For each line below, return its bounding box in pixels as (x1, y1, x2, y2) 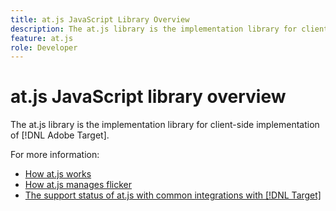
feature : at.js (10, 33, 74, 43)
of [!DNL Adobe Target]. (10, 129, 110, 141)
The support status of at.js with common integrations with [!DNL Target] (24, 189, 322, 201)
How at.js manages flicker (24, 179, 133, 191)
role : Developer (10, 42, 78, 53)
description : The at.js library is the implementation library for (10, 24, 298, 34)
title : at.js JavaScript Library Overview (10, 14, 190, 25)
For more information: (10, 149, 100, 161)
